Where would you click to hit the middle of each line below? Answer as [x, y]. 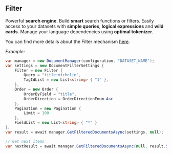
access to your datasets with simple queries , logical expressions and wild [84, 26]
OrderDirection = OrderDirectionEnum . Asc [69, 99]
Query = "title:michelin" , [52, 75]
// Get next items [25, 141]
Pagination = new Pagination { [48, 108]
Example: [15, 51]
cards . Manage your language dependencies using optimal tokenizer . [79, 31]
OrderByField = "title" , [50, 94]
